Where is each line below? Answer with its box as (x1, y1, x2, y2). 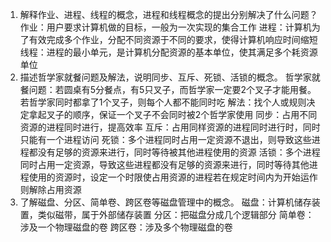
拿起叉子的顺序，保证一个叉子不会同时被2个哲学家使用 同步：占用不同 (28, 109, 318, 120)
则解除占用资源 (19, 184, 82, 195)
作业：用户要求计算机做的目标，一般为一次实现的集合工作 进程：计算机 (19, 21, 312, 33)
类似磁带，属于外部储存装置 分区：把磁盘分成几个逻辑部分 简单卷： (37, 209, 315, 220)
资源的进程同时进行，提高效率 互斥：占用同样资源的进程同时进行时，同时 (19, 121, 321, 133)
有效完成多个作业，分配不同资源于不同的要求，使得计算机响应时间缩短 (28, 34, 318, 45)
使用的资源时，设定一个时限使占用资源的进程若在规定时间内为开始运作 (28, 171, 318, 183)
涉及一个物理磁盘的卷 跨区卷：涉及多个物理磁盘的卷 (19, 221, 233, 233)
